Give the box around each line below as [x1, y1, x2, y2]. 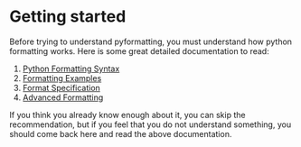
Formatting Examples [22, 72, 102, 83]
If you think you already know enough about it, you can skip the [9, 109, 246, 120]
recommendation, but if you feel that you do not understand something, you [9, 119, 292, 130]
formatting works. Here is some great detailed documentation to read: [9, 45, 269, 56]
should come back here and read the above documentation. [9, 128, 232, 139]
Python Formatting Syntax [22, 63, 120, 74]
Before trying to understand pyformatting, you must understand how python [9, 36, 292, 47]
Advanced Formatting [22, 92, 104, 103]
